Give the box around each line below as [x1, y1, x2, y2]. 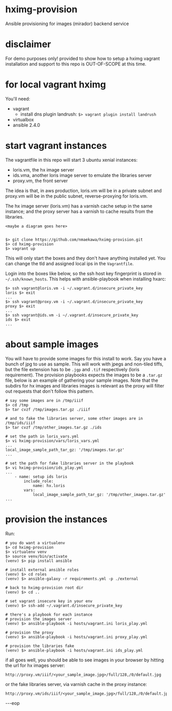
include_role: [24, 479, 54, 484]
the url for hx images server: [5, 662, 65, 669]
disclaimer [5, 38, 51, 50]
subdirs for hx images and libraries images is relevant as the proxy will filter [5, 382, 165, 389]
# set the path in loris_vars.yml [5, 434, 79, 439]
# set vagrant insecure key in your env [5, 598, 93, 604]
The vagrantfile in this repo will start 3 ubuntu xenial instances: [5, 157, 138, 163]
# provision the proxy [5, 630, 54, 635]
